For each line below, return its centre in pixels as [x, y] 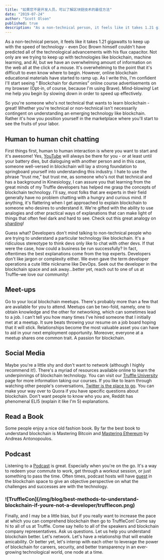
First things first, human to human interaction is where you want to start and [81, 151]
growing [13, 552]
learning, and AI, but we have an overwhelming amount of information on [78, 62]
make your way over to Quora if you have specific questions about [72, 391]
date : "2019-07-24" [25, 14]
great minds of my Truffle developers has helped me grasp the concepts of [81, 187]
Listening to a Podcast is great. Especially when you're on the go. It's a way [81, 466]
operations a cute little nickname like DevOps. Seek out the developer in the [81, 264]
